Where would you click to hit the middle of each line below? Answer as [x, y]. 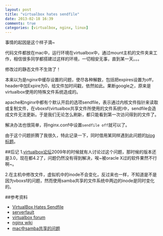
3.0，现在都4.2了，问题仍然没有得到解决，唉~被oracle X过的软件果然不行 [83, 158]
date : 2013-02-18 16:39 [29, 19]
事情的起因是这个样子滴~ [30, 43]
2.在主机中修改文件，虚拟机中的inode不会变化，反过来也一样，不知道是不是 [81, 175]
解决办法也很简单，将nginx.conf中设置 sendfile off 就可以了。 [67, 125]
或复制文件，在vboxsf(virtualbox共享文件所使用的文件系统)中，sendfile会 [79, 109]
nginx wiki [22, 223]
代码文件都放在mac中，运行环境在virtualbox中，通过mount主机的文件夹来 [79, 53]
